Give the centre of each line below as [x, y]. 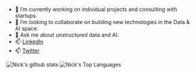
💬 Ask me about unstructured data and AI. [67, 35]
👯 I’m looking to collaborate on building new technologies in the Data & [103, 22]
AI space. [27, 28]
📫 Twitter [27, 51]
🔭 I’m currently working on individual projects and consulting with [96, 9]
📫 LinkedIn [29, 42]
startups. [26, 16]
